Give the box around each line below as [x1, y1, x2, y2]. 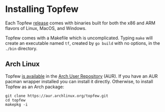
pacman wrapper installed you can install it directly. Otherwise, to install [5, 78, 153, 84]
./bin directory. [5, 45, 37, 51]
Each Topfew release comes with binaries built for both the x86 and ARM [5, 20, 156, 26]
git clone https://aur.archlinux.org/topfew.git [5, 93, 108, 98]
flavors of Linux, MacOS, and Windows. [5, 25, 86, 31]
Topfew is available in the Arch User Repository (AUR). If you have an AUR [5, 73, 158, 79]
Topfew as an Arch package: [5, 84, 64, 90]
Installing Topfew [5, 3, 79, 15]
